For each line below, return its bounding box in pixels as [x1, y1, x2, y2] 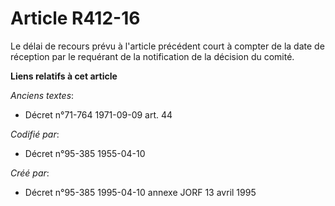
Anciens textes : [10, 89, 75, 101]
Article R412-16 [10, 7, 141, 30]
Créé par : [10, 167, 50, 179]
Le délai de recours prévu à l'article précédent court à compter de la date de [10, 40, 325, 52]
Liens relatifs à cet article [10, 70, 118, 82]
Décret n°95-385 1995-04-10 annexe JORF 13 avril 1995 [24, 186, 257, 198]
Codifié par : [10, 128, 60, 140]
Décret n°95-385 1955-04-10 [24, 147, 146, 159]
